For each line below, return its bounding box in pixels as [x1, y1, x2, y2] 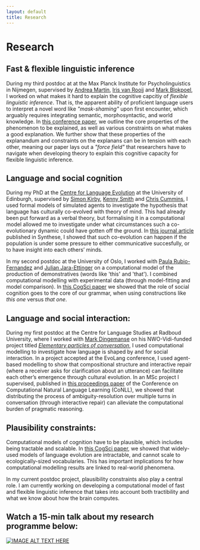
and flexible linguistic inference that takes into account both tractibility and [6, 488, 189, 495]
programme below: [6, 521, 79, 531]
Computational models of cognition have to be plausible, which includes [6, 438, 183, 445]
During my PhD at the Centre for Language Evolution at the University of [6, 189, 183, 196]
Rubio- [173, 258, 190, 265]
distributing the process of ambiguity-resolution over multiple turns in [6, 393, 177, 400]
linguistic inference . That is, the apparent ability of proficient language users [6, 99, 193, 106]
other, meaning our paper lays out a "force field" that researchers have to [6, 143, 186, 150]
